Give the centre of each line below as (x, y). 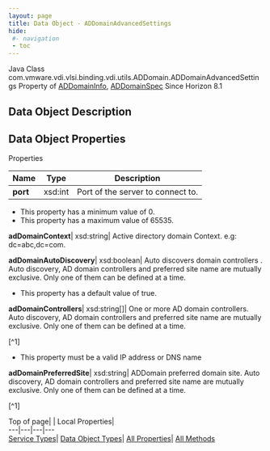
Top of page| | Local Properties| (61, 422)
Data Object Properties (67, 139)
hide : (17, 31)
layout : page (30, 16)
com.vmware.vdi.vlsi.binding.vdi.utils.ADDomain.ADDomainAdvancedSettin (134, 78)
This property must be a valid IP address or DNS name (111, 357)
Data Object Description (70, 111)
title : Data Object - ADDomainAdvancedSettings (90, 23)
